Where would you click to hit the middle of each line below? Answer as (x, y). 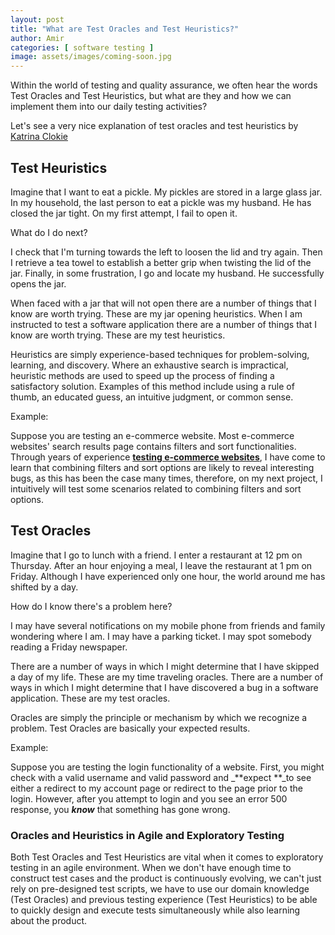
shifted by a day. (44, 587)
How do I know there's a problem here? (91, 606)
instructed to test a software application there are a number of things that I (164, 324)
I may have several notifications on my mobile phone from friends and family (168, 625)
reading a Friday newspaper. (69, 647)
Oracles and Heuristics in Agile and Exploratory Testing (147, 835)
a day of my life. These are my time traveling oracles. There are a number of (167, 677)
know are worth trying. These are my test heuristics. (118, 335)
